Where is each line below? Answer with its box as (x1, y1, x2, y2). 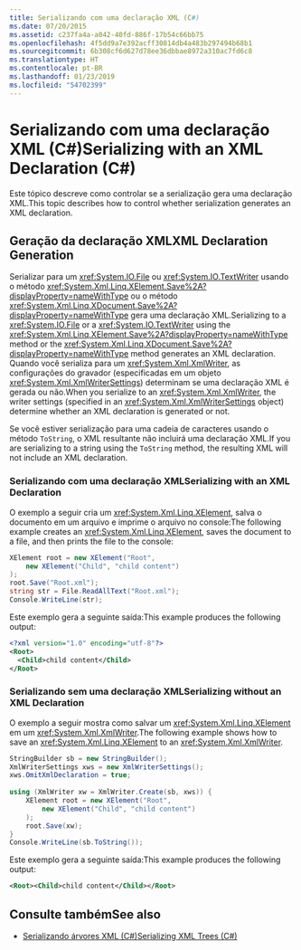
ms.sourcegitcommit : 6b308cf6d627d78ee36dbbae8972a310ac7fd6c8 (9, 47, 253, 56)
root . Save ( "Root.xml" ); (9, 578, 99, 588)
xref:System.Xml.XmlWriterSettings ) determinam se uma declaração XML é (9, 377, 289, 388)
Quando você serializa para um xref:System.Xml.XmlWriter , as (9, 358, 241, 369)
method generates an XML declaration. (130, 348, 276, 359)
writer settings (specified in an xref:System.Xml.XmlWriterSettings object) (9, 396, 285, 407)
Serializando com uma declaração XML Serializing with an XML (9, 475, 291, 488)
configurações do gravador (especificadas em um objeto (9, 367, 221, 378)
